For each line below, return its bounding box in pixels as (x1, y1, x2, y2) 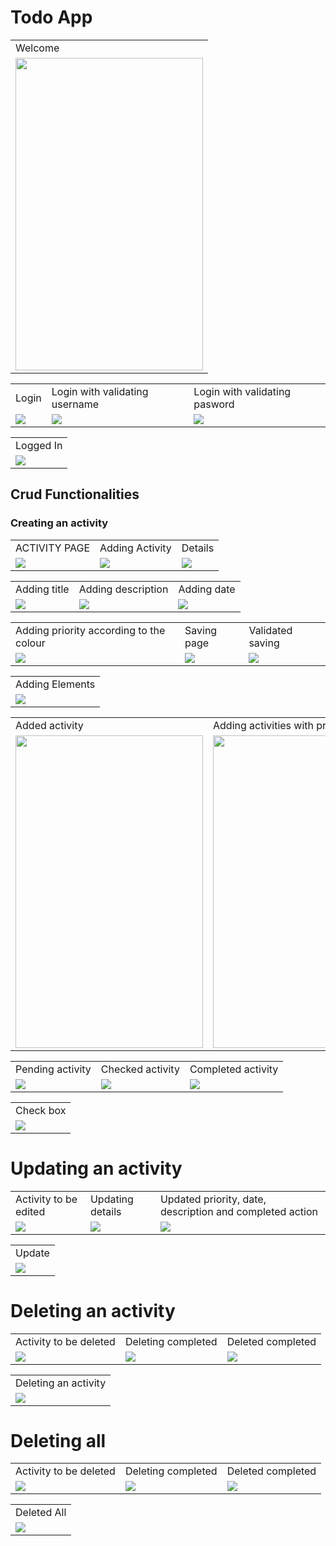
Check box (15, 1103, 67, 1117)
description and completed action (159, 1204, 318, 1218)
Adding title (15, 582, 70, 596)
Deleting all (10, 1429, 107, 1452)
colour (15, 636, 46, 650)
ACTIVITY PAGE (15, 541, 91, 555)
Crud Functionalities (10, 486, 140, 503)
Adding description (78, 582, 169, 596)
